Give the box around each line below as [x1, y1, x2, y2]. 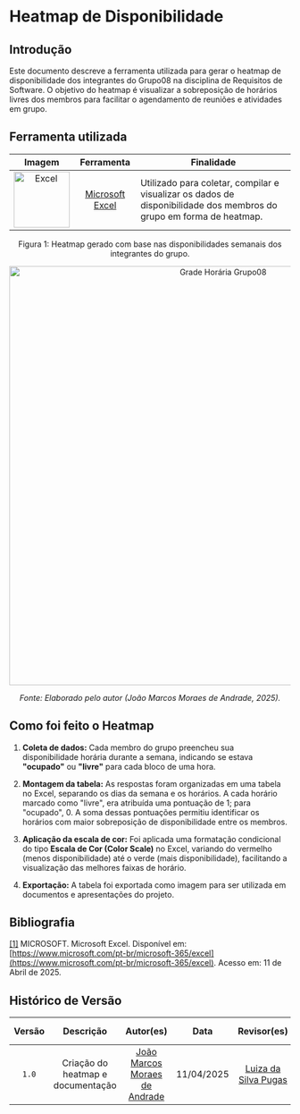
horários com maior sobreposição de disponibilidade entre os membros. [21, 816, 287, 827]
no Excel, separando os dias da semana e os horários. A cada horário [21, 788, 279, 798]
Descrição [62, 1025, 108, 1038]
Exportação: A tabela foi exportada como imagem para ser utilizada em [21, 879, 287, 890]
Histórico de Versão [9, 992, 122, 1008]
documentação [53, 1079, 118, 1092]
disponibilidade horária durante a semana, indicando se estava [21, 751, 254, 762]
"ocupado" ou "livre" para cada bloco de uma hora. [21, 761, 216, 772]
